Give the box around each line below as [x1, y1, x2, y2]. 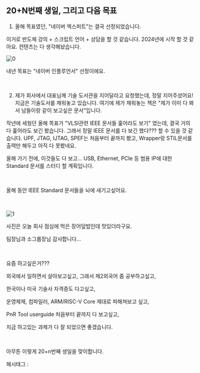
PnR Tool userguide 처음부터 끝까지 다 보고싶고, [6, 311, 119, 318]
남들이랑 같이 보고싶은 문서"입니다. [21, 107, 103, 114]
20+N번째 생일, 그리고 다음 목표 [6, 5, 118, 16]
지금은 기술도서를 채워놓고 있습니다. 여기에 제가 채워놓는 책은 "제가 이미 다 [14, 99, 188, 106]
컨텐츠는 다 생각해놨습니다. [19, 43, 82, 50]
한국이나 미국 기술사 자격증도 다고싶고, [6, 285, 96, 292]
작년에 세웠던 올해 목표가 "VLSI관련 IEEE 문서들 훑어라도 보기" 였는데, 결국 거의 [6, 119, 191, 127]
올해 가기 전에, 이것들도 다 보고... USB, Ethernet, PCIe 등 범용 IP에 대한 [6, 155, 173, 162]
